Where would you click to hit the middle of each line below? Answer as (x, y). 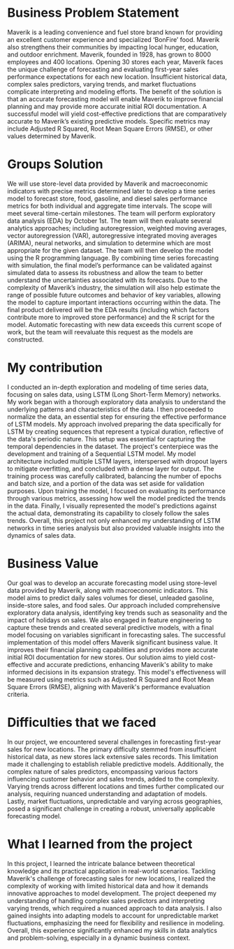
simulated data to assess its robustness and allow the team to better (105, 272)
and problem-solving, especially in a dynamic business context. (99, 938)
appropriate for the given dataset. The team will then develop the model (110, 250)
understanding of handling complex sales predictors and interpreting (106, 900)
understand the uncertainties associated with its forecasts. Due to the (108, 280)
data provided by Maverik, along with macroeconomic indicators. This (108, 590)
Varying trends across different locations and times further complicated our (116, 786)
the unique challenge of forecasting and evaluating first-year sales (103, 69)
